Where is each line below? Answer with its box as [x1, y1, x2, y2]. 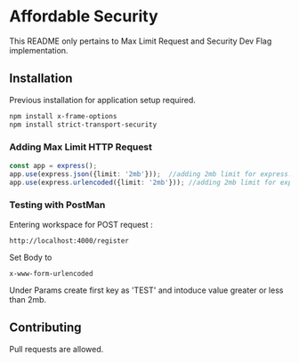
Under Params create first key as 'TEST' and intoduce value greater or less [9, 285, 284, 295]
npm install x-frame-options [9, 111, 117, 121]
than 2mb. [9, 294, 47, 304]
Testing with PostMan [9, 198, 106, 211]
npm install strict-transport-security [9, 120, 158, 129]
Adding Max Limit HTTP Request [9, 141, 153, 153]
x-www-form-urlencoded [9, 269, 93, 278]
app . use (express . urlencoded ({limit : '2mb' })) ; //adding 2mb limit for [9, 178, 277, 187]
